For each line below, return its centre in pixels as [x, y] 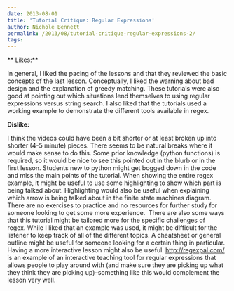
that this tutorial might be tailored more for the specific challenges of [106, 220]
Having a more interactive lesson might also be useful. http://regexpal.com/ [116, 250]
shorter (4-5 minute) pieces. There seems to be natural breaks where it [110, 145]
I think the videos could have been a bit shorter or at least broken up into [112, 138]
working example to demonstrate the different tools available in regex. [108, 111]
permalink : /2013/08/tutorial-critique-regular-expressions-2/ [102, 33]
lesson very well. [32, 280]
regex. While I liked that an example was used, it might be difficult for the [112, 228]
